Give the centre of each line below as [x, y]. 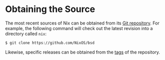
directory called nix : [26, 33]
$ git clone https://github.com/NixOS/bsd [50, 43]
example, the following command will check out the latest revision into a [79, 28]
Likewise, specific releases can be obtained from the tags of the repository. [83, 52]
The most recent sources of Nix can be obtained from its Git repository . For [82, 23]
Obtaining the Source [50, 9]
